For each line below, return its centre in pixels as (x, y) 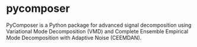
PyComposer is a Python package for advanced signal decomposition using (99, 25)
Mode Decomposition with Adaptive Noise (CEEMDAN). (74, 37)
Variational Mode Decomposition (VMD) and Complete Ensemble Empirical (97, 31)
